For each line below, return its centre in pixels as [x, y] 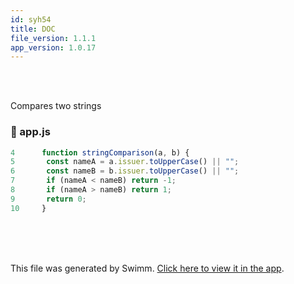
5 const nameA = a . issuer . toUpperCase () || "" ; [125, 162]
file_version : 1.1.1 [53, 38]
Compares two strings [56, 106]
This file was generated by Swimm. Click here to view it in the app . [147, 268]
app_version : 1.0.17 [53, 47]
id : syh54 [31, 19]
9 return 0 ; [48, 199]
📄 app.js [30, 132]
